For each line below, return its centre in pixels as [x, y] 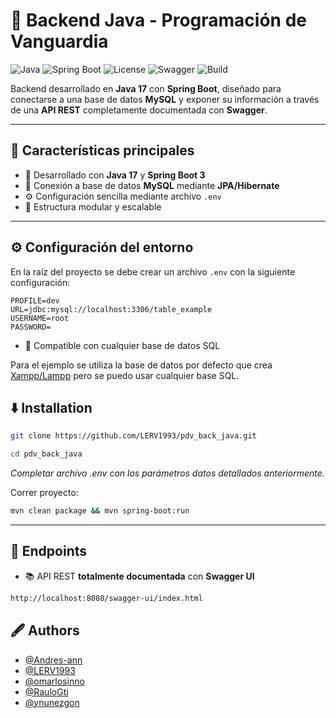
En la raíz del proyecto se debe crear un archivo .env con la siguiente [153, 271]
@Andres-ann [53, 660]
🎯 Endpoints [49, 551]
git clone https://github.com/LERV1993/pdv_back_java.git [133, 436]
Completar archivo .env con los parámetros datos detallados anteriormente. [167, 473]
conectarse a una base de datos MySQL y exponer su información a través [165, 99]
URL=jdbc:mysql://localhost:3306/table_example [111, 309]
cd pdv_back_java [46, 454]
